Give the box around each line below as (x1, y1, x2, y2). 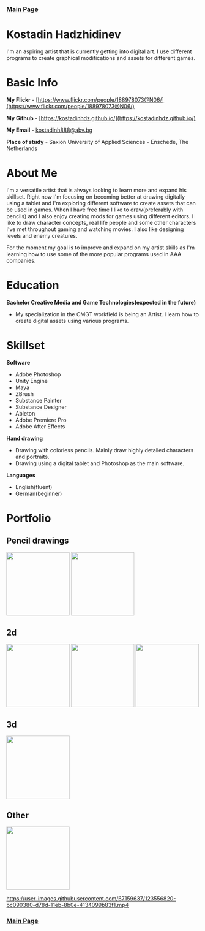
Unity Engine (15, 377, 48, 384)
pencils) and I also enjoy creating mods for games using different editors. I (6, 212, 194, 219)
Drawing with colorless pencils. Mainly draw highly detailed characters (15, 446, 194, 454)
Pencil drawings (6, 536, 69, 546)
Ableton (15, 409, 35, 417)
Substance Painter (15, 397, 62, 404)
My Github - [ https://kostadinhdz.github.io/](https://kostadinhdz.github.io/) (6, 114, 196, 121)
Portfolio (6, 511, 51, 525)
